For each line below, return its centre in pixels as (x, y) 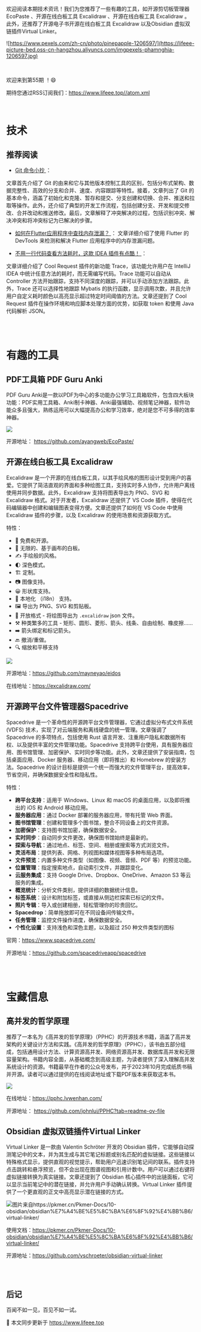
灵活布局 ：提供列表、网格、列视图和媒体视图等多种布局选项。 (91, 852)
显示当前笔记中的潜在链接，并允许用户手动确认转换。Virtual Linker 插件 (99, 1185)
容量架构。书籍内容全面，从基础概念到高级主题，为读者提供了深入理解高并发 (100, 1059)
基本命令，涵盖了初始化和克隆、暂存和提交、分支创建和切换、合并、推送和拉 (100, 198)
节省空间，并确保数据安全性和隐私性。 (53, 774)
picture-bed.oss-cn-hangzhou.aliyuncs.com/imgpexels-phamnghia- (90, 49)
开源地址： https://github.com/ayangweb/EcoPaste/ (70, 441)
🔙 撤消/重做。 (32, 639)
